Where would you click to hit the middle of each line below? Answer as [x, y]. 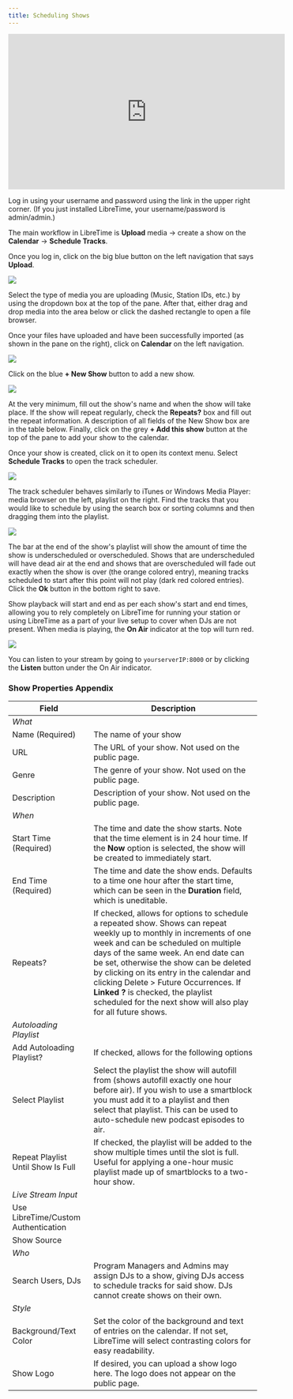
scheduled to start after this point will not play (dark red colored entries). [126, 580]
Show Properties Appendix [61, 688]
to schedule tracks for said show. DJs [163, 1285]
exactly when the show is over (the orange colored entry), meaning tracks [128, 572]
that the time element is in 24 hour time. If [171, 838]
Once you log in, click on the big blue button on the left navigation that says [131, 256]
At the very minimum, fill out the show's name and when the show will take [130, 404]
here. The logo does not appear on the [165, 1373]
